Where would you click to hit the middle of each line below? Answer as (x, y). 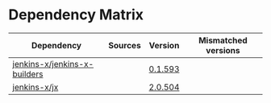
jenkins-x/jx (35, 87)
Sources (125, 45)
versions (223, 50)
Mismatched (223, 40)
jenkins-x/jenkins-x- (53, 64)
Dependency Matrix (76, 15)
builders (28, 74)
